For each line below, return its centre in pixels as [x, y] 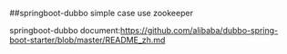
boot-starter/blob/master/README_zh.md [87, 40]
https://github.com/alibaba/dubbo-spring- [199, 30]
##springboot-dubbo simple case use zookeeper [102, 13]
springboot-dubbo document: [65, 30]
